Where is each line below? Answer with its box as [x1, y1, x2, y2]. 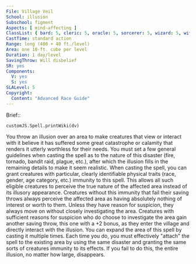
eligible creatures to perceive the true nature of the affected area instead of [6, 182, 188, 190]
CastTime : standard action [6, 36, 72, 41]
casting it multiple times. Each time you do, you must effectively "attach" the [6, 232, 190, 239]
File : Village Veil [6, 8, 54, 15]
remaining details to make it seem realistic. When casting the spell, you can [6, 164, 187, 171]
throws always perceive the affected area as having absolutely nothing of [6, 195, 183, 202]
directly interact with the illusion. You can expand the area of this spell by [6, 226, 182, 233]
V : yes [11, 74, 27, 79]
